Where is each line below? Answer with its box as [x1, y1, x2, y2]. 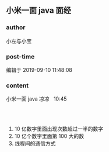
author [6, 23, 26, 32]
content [6, 81, 29, 89]
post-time [6, 52, 35, 60]
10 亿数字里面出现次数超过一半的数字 [14, 125, 104, 133]
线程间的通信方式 [14, 140, 56, 147]
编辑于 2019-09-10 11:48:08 [6, 66, 73, 73]
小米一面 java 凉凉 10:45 [6, 95, 67, 102]
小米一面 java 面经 [6, 5, 72, 16]
